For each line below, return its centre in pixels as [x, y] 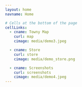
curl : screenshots [32, 72]
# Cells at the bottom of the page [41, 23]
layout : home [18, 10]
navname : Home [20, 14]
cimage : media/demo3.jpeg [40, 41]
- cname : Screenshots [31, 68]
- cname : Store [25, 50]
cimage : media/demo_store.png [45, 59]
